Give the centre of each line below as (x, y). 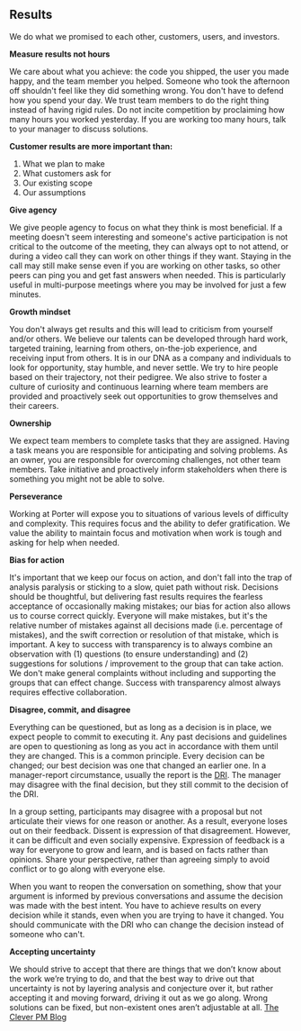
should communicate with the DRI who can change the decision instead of (147, 924)
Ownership (31, 423)
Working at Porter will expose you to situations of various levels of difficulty (149, 513)
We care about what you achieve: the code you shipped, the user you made (149, 71)
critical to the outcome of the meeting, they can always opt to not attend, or (149, 246)
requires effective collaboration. (68, 692)
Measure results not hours (60, 54)
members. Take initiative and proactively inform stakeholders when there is (148, 469)
